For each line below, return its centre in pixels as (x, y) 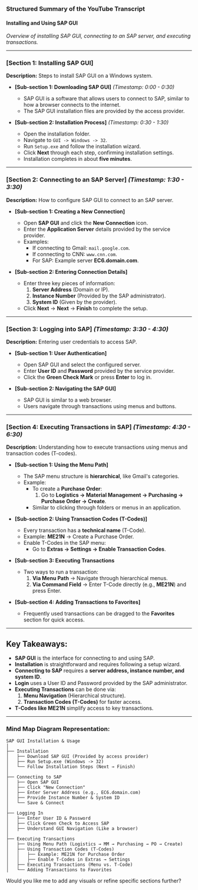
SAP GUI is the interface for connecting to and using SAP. (85, 658)
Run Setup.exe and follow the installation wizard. (82, 147)
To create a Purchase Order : (67, 489)
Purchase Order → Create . (74, 501)
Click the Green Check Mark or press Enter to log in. (88, 377)
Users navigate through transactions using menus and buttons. (100, 406)
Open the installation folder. (57, 134)
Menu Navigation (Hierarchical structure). (75, 696)
